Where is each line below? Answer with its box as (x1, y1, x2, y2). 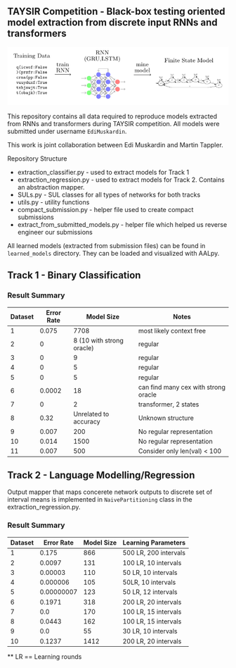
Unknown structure (138, 414, 195, 422)
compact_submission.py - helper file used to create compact (17, 206, 194, 214)
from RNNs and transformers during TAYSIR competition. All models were (7, 120, 220, 128)
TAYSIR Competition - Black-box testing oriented (7, 6, 226, 18)
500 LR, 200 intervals (122, 549, 186, 557)
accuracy (73, 417, 100, 426)
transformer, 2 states (138, 400, 199, 409)
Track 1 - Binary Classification (7, 269, 141, 281)
